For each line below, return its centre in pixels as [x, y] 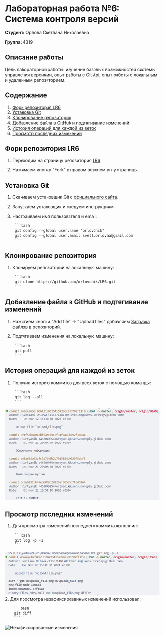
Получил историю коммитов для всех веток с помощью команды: [82, 382]
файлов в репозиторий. [36, 327]
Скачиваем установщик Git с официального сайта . [65, 197]
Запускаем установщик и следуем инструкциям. [63, 207]
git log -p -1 [29, 541]
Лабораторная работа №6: [62, 9]
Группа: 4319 [19, 42]
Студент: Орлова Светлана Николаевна [47, 32]
